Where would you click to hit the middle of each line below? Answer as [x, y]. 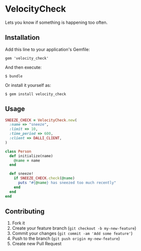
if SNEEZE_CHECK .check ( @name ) [44, 178]
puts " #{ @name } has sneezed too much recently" [67, 183]
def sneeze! [22, 174]
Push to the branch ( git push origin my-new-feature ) [66, 238]
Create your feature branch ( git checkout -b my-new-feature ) [74, 228]
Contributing [25, 211]
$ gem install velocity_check [36, 94]
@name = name [27, 160]
